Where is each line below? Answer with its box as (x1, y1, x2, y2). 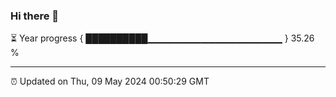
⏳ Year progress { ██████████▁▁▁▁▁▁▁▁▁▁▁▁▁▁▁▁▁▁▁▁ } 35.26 (10, 32, 315, 44)
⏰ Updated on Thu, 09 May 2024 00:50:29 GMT (10, 75, 210, 88)
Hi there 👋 (10, 9, 60, 23)
